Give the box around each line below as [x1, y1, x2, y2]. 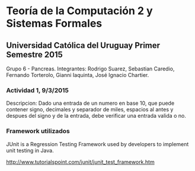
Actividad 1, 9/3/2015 [6, 86, 69, 94]
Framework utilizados [6, 127, 70, 135]
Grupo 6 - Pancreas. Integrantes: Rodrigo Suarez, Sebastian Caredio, [6, 65, 175, 72]
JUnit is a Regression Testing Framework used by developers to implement [6, 140, 189, 147]
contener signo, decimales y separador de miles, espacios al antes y [6, 106, 174, 113]
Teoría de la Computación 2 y [6, 4, 153, 18]
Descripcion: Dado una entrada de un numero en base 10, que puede [6, 99, 175, 107]
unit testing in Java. [6, 147, 55, 154]
